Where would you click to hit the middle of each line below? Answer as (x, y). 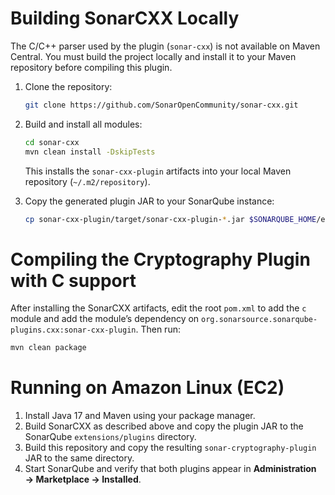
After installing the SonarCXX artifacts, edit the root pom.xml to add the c (158, 308)
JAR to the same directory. (79, 458)
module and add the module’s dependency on (105, 319)
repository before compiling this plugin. (91, 67)
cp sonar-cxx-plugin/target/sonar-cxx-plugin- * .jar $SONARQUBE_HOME (170, 219)
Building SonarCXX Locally (125, 18)
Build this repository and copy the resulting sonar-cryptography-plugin (170, 448)
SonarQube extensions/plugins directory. (110, 437)
